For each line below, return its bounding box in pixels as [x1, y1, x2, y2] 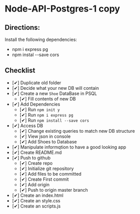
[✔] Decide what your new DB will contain [12, 85, 99, 91]
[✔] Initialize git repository [19, 165, 74, 172]
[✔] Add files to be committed [19, 171, 82, 177]
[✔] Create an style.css [12, 197, 61, 203]
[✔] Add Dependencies [12, 101, 60, 107]
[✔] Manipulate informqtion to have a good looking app [12, 144, 126, 150]
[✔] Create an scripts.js [12, 203, 61, 209]
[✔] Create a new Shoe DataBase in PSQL [12, 90, 97, 96]
